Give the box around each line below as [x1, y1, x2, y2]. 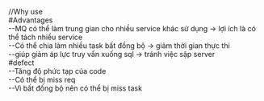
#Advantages [8, 15, 53, 25]
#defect [8, 58, 35, 67]
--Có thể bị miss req [8, 75, 76, 84]
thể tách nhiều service [8, 32, 83, 42]
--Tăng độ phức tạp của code [8, 67, 107, 75]
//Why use [8, 7, 43, 16]
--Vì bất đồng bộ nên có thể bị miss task [8, 83, 143, 93]
